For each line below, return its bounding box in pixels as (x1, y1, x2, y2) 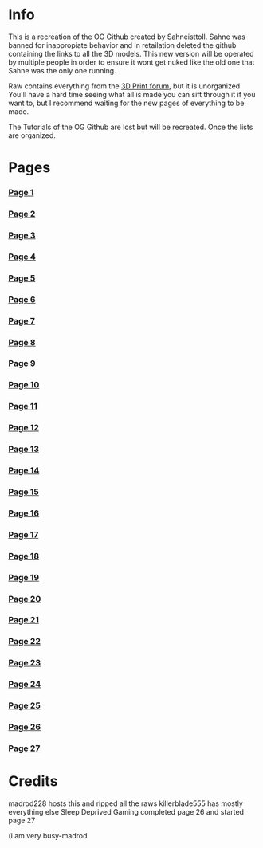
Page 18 (8, 550, 40, 561)
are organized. (8, 130, 56, 140)
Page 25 (8, 700, 41, 711)
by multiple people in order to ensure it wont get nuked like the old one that (8, 57, 255, 67)
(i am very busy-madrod (8, 830, 88, 840)
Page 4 (8, 251, 36, 262)
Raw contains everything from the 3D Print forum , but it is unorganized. (8, 81, 242, 91)
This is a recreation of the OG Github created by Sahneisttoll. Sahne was (8, 32, 245, 41)
